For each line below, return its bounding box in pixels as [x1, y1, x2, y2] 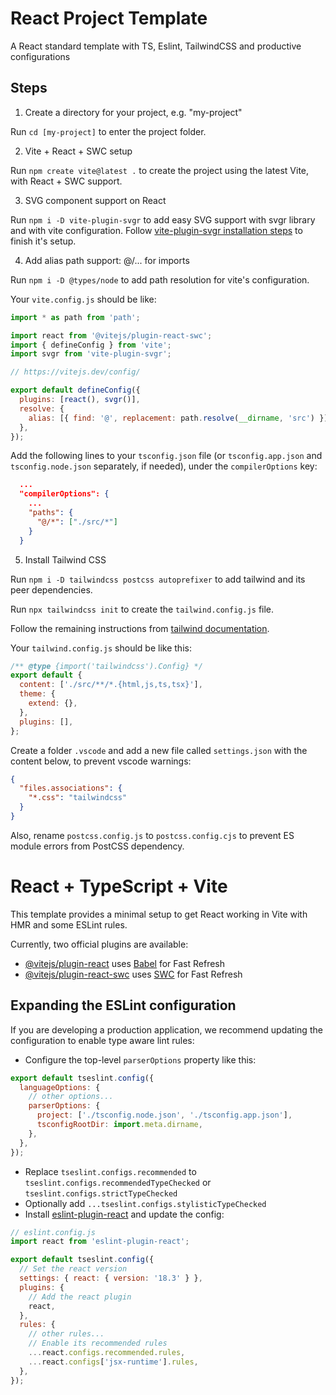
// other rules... [28, 1329, 105, 1339]
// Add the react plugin [28, 1292, 132, 1302]
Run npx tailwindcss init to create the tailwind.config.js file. [10, 603, 275, 615]
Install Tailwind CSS [24, 553, 107, 566]
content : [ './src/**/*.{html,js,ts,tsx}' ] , [19, 680, 203, 690]
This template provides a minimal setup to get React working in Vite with [10, 908, 308, 920]
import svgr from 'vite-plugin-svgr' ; [10, 349, 172, 359]
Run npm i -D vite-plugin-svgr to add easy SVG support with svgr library [10, 213, 316, 226]
